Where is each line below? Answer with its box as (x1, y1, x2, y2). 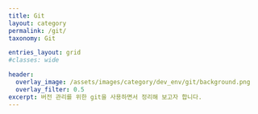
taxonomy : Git (8, 34, 56, 43)
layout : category (8, 19, 67, 27)
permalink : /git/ (8, 26, 67, 35)
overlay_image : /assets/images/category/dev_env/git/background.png (15, 78, 251, 86)
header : (8, 71, 35, 79)
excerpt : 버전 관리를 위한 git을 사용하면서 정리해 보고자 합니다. (8, 93, 202, 101)
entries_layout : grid (8, 49, 81, 57)
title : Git (8, 11, 45, 20)
